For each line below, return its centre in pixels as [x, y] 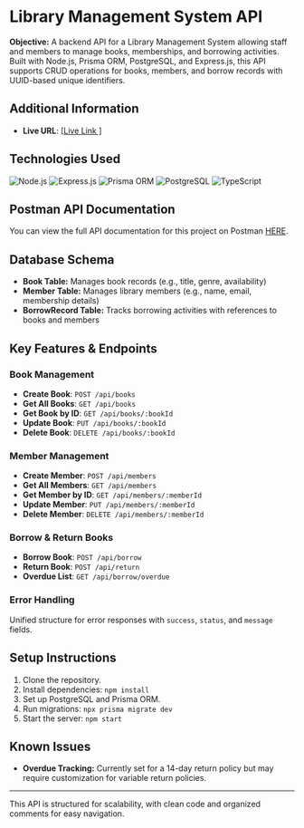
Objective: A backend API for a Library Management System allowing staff [148, 42]
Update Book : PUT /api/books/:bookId [94, 422]
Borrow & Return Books [62, 538]
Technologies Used [65, 159]
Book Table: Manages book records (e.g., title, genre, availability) [144, 282]
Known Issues [50, 746]
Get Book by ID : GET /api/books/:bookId [98, 413]
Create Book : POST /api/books [79, 394]
